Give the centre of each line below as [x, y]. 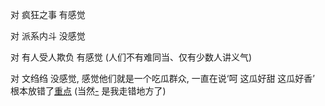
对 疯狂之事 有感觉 [48, 14]
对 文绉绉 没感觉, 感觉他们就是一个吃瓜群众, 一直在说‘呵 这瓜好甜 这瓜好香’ [162, 78]
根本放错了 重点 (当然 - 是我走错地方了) [88, 91]
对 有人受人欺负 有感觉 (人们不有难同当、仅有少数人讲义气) [131, 57]
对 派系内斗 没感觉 [48, 36]
